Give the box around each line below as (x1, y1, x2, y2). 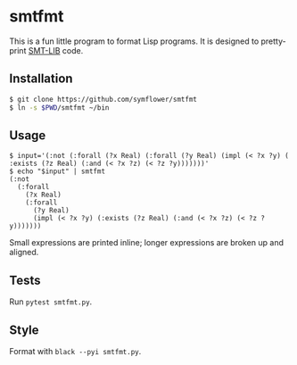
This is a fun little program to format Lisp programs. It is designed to (9, 36, 260, 46)
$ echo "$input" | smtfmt (9, 167, 105, 176)
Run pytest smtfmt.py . (9, 296, 93, 307)
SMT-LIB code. (28, 45, 84, 55)
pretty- (260, 36, 287, 46)
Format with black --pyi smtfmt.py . (9, 345, 142, 356)
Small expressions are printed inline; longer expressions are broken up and (9, 237, 284, 248)
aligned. (9, 247, 39, 258)
